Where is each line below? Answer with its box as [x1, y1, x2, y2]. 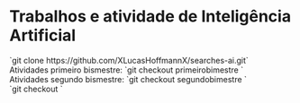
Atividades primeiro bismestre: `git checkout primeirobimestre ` [9, 64, 244, 75]
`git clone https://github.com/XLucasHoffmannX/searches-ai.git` [9, 55, 250, 65]
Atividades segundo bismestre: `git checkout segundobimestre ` [9, 73, 248, 84]
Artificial [9, 25, 77, 46]
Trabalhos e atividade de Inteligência [9, 6, 291, 27]
